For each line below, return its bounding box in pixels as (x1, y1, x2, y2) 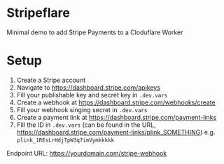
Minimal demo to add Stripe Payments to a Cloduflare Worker (6, 28, 183, 36)
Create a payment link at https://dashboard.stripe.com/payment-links (16, 113, 217, 121)
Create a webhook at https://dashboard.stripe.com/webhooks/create (16, 98, 216, 107)
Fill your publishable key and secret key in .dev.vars (16, 90, 168, 99)
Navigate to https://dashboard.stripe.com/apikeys (16, 83, 160, 92)
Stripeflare (6, 5, 71, 21)
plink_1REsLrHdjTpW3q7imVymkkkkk (16, 137, 115, 144)
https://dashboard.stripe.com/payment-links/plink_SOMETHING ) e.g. (16, 128, 216, 136)
